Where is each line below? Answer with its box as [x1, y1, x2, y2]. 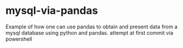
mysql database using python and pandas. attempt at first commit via [5, 29, 174, 36]
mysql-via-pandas [5, 4, 98, 17]
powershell [5, 35, 32, 42]
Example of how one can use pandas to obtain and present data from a [5, 23, 178, 30]
